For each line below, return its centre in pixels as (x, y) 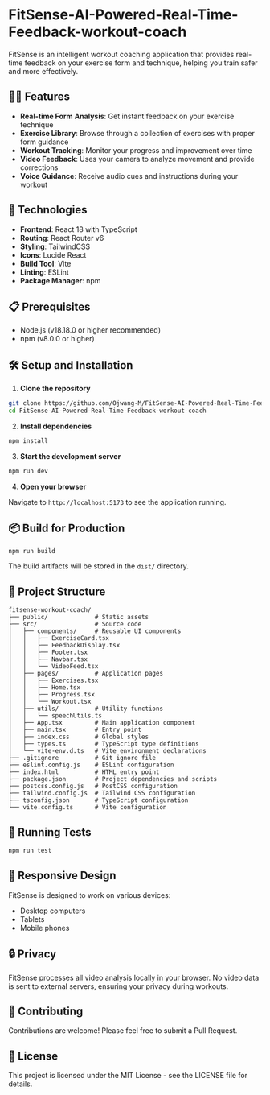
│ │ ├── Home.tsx (45, 688)
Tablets (32, 919)
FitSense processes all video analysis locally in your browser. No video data (134, 977)
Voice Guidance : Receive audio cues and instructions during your (129, 176)
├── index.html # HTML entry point (84, 772)
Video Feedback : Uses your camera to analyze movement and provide (137, 159)
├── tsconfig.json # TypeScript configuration (98, 800)
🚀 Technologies (48, 210)
